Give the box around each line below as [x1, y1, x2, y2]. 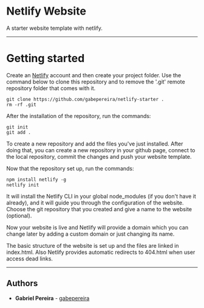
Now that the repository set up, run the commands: [6, 164, 135, 172]
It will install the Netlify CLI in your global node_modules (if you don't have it [6, 192, 196, 200]
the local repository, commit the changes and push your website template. [6, 153, 192, 160]
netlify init [6, 181, 39, 188]
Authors [6, 278, 38, 289]
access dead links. [6, 254, 53, 262]
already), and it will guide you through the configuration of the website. [6, 199, 184, 206]
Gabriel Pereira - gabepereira [15, 294, 90, 302]
